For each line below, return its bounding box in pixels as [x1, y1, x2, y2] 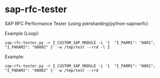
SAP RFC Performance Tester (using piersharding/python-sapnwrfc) [5, 20, 148, 27]
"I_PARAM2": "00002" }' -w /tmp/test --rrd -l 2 [5, 44, 110, 49]
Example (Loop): [5, 30, 39, 36]
